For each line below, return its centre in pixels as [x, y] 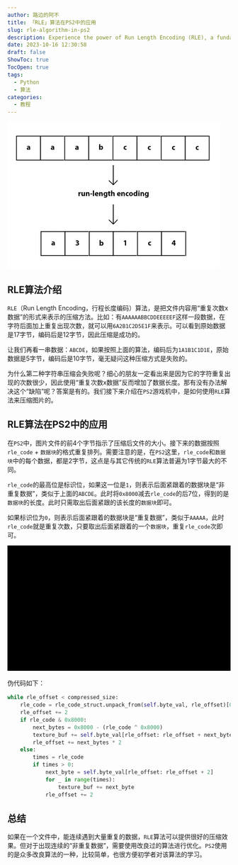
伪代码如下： [26, 683]
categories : [25, 97]
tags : [15, 74]
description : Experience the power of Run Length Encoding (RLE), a [110, 38]
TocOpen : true [28, 67]
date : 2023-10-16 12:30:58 [47, 45]
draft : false [27, 52]
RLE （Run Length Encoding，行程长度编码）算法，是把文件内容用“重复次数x [118, 307]
